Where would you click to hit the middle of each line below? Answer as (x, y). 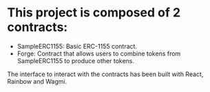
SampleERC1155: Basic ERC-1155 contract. (77, 46)
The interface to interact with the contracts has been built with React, (105, 74)
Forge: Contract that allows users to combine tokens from (99, 54)
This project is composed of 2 (94, 13)
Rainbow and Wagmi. (37, 81)
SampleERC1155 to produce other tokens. (76, 60)
